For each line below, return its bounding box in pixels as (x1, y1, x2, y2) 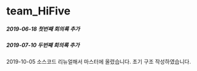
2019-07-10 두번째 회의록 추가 (6, 42, 80, 49)
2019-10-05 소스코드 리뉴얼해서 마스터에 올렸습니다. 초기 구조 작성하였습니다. (6, 58, 192, 65)
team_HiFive (6, 4, 71, 18)
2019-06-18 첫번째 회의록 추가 (6, 25, 80, 32)
